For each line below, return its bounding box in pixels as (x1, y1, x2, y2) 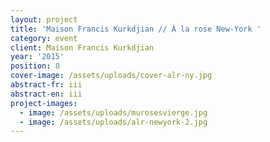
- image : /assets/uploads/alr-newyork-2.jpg (19, 117, 208, 127)
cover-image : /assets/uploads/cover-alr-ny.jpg (10, 71, 213, 81)
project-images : (10, 98, 78, 108)
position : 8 (10, 61, 60, 71)
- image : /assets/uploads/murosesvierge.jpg (19, 107, 208, 118)
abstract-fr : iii (10, 80, 83, 90)
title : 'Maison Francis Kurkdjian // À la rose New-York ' (10, 24, 262, 34)
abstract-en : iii (10, 89, 83, 99)
